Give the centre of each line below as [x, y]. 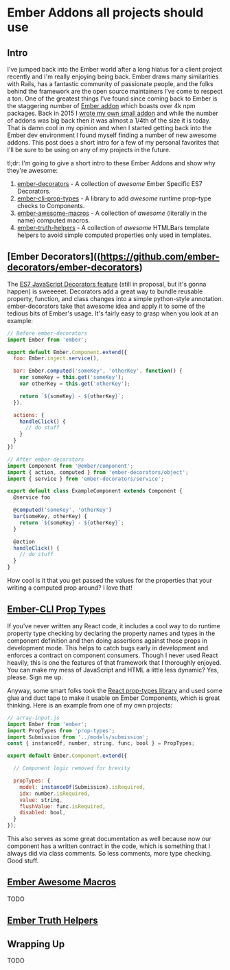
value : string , [41, 800]
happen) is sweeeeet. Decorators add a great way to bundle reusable [105, 291]
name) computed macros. [54, 220]
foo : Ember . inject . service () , [56, 359]
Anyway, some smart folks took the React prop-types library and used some [115, 690]
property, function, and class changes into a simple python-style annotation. [115, 298]
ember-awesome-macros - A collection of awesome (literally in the [112, 213]
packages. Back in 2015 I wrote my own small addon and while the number [113, 113]
